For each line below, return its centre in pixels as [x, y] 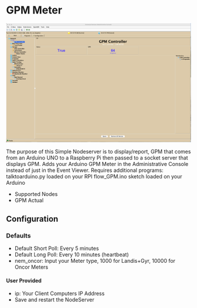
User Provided [24, 280]
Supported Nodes [36, 194]
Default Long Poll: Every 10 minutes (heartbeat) [72, 254]
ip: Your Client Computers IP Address [60, 293]
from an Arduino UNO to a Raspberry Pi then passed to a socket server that [97, 158]
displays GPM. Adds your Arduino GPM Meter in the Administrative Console [97, 164]
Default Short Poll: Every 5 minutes [57, 248]
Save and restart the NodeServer [55, 300]
